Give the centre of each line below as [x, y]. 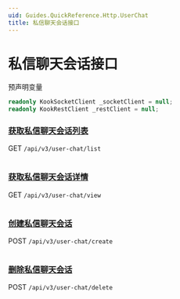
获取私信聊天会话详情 [48, 177]
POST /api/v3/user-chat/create [61, 241]
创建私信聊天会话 [40, 223]
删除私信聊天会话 [40, 270]
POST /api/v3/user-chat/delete [61, 287]
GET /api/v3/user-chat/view [55, 195]
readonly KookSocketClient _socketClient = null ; [91, 102]
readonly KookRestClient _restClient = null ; [83, 109]
